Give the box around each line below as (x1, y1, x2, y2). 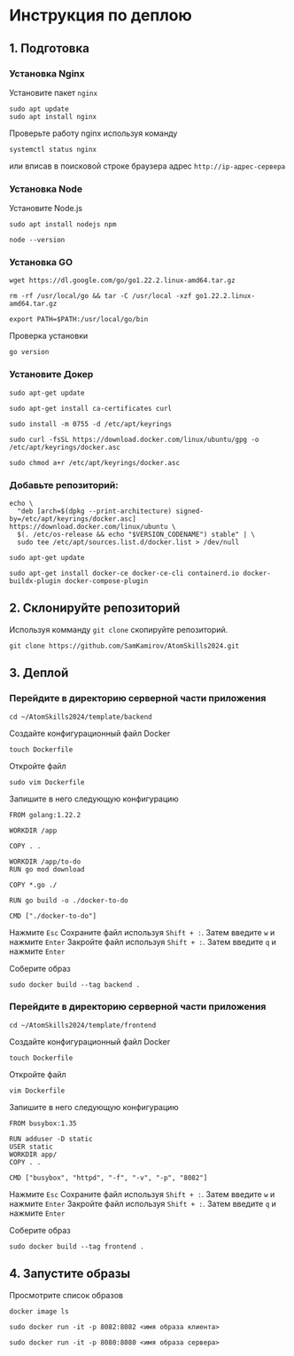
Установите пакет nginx (9, 87, 98, 98)
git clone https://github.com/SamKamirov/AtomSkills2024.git (9, 641, 240, 650)
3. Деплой (9, 666, 69, 681)
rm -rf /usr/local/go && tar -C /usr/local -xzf (9, 292, 192, 301)
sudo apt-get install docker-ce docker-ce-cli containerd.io (9, 569, 240, 578)
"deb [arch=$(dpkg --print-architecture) (17, 507, 173, 516)
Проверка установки (9, 330, 89, 342)
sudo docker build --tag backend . (9, 980, 141, 989)
